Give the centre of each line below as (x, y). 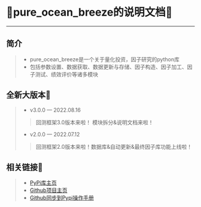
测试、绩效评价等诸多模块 (67, 74)
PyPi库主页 (43, 183)
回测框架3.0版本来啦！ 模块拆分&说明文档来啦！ (95, 122)
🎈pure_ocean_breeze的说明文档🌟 (89, 12)
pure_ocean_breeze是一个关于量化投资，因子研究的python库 (105, 59)
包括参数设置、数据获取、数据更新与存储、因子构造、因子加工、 (108, 67)
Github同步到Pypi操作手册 (62, 198)
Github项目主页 (48, 190)
